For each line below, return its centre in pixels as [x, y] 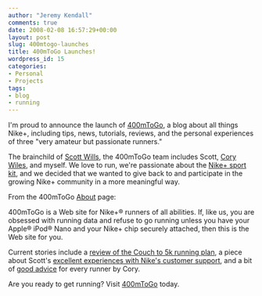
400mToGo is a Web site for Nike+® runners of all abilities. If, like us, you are [131, 212]
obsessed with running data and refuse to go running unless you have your [129, 221]
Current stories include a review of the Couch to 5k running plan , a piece [125, 252]
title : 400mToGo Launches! [52, 52]
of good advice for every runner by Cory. [74, 269]
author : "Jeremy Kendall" [50, 15]
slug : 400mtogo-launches [48, 45]
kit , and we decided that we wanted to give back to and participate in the [126, 174]
